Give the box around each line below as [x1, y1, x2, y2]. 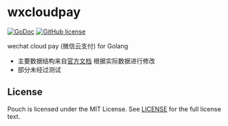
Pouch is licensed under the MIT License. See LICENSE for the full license [7, 104, 222, 113]
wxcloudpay [7, 4, 81, 20]
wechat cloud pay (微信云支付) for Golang [7, 41, 129, 50]
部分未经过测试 [17, 65, 61, 73]
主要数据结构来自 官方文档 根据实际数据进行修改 [17, 57, 156, 65]
